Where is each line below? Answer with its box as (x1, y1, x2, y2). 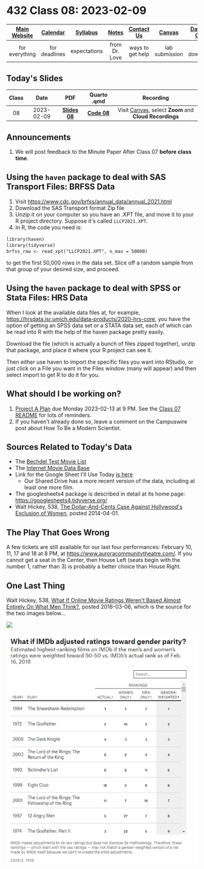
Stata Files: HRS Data (6, 293, 88, 303)
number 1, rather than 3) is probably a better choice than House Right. (6, 563, 181, 570)
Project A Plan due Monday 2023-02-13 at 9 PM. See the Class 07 (15, 405, 181, 412)
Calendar (41, 29, 66, 36)
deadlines (41, 50, 66, 58)
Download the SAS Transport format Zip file (15, 204, 124, 212)
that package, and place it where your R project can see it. (6, 346, 152, 353)
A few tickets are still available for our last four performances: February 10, (6, 544, 193, 551)
